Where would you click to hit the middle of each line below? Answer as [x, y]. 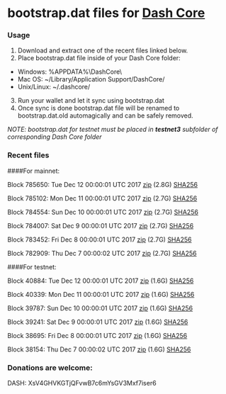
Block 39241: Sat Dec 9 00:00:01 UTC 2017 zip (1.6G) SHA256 [98, 322]
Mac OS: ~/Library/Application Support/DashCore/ [91, 79]
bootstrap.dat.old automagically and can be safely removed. [105, 116]
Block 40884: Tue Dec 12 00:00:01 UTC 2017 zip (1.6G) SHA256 [101, 281]
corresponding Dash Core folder [55, 137]
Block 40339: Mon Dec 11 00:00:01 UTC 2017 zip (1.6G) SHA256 [101, 294]
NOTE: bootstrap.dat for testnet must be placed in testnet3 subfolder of [113, 130]
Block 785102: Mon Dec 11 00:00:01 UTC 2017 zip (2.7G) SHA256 [102, 198]
